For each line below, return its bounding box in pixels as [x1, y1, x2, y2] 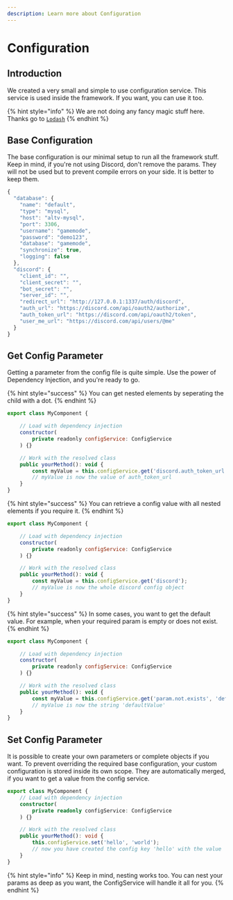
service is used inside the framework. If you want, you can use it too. [7, 93, 205, 101]
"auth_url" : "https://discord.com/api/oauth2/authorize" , [19, 305, 191, 312]
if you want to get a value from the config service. [7, 774, 150, 783]
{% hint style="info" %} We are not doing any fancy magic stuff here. [7, 107, 205, 115]
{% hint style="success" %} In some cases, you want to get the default [7, 609, 211, 618]
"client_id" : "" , [19, 272, 70, 279]
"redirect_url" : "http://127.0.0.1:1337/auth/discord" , [19, 298, 185, 306]
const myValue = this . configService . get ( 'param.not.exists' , [32, 695, 213, 702]
